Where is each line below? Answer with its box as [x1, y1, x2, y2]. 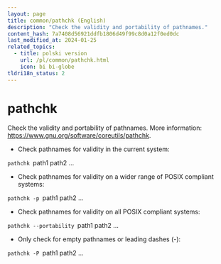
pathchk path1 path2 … [7, 159, 75, 167]
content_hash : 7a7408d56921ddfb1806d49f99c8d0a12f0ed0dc [7, 30, 180, 38]
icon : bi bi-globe [20, 63, 75, 70]
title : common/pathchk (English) [7, 17, 107, 24]
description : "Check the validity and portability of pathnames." [7, 23, 208, 31]
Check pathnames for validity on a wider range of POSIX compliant [17, 172, 215, 181]
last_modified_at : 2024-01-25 [7, 37, 97, 44]
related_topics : [7, 43, 55, 50]
